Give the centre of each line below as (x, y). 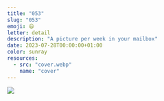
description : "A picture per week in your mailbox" (82, 39)
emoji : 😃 (21, 26)
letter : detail (29, 33)
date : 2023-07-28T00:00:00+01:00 (55, 45)
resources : (23, 58)
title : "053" (26, 13)
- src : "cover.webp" (43, 65)
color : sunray (27, 52)
